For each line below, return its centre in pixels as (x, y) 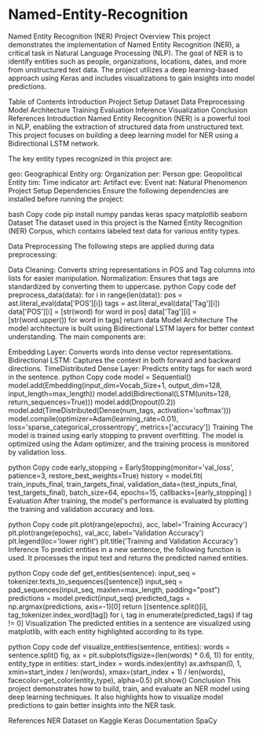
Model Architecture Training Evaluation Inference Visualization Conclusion (128, 110)
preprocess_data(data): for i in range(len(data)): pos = (95, 295)
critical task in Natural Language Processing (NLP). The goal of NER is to (126, 53)
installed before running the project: (66, 199)
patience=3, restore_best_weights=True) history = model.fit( (105, 475)
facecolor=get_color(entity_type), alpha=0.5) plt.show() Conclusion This (124, 680)
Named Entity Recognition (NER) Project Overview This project (110, 36)
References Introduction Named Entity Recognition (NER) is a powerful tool (129, 118)
